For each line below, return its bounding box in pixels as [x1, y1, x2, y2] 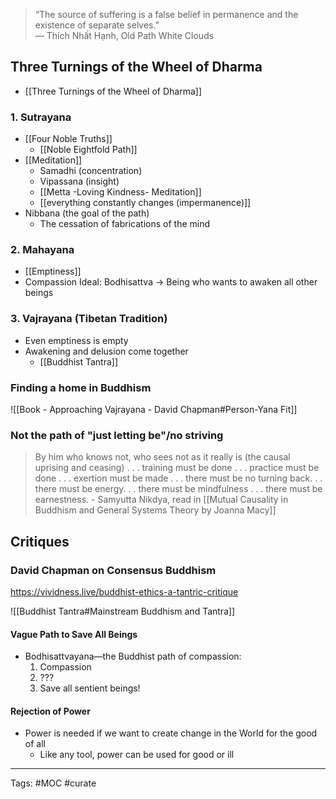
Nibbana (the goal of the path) [24, 207, 150, 219]
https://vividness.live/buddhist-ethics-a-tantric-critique [10, 585, 239, 598]
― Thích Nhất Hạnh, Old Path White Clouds [34, 30, 215, 41]
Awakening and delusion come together [24, 345, 189, 357]
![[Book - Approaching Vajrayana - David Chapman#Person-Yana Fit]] [10, 404, 298, 415]
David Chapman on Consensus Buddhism [10, 563, 217, 577]
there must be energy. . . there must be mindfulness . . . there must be [34, 483, 323, 495]
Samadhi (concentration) [39, 165, 143, 177]
